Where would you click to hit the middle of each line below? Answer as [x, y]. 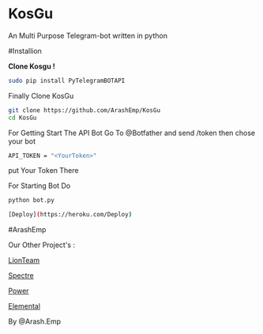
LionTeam [24, 261]
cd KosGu [23, 118]
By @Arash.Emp [35, 321]
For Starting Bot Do [39, 186]
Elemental [24, 306]
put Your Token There [43, 171]
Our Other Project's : [42, 245]
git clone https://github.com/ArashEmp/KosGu [84, 110]
